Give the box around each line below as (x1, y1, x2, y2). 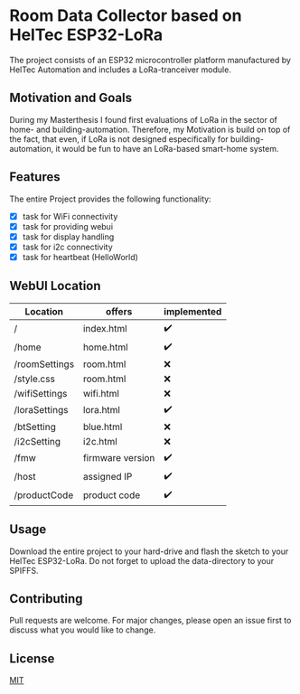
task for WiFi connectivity (22, 211, 118, 221)
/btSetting (14, 420, 56, 433)
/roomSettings (14, 358, 75, 370)
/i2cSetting (14, 435, 61, 447)
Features (9, 169, 61, 185)
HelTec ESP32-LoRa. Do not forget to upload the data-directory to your (9, 555, 275, 566)
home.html (82, 341, 128, 353)
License (9, 651, 55, 666)
